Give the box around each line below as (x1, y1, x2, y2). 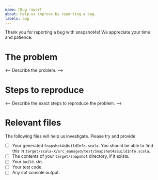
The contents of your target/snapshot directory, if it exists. (12, 153, 130, 159)
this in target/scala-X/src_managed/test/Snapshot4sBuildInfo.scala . (12, 148, 151, 154)
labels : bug (5, 16, 29, 21)
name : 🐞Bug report (5, 7, 42, 12)
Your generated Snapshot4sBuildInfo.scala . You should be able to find (12, 143, 154, 149)
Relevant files (5, 117, 62, 128)
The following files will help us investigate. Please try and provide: (5, 134, 137, 139)
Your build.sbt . (12, 159, 44, 165)
